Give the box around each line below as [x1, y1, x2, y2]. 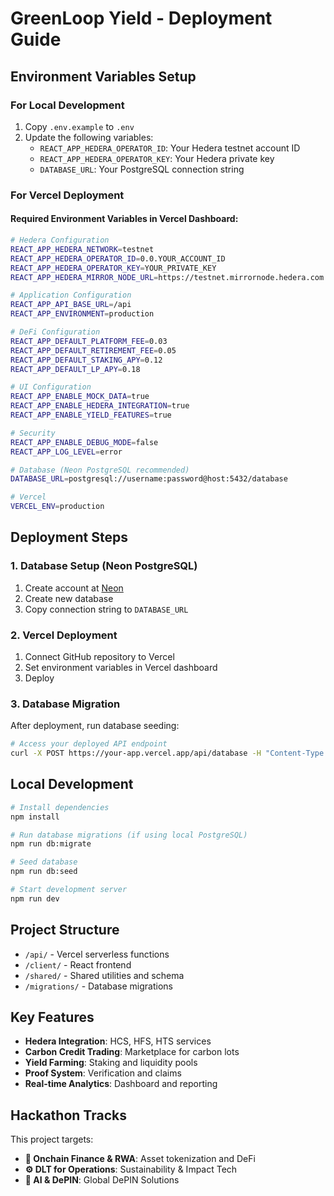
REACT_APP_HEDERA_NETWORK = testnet [10, 244, 155, 254]
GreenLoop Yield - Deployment [10, 7, 273, 30]
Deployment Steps [10, 529, 128, 546]
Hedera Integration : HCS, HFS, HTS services [24, 1035, 212, 1047]
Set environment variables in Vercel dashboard [24, 661, 218, 673]
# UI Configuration [10, 382, 92, 392]
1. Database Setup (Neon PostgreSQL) [10, 559, 198, 573]
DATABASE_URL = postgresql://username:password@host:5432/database [10, 474, 288, 484]
